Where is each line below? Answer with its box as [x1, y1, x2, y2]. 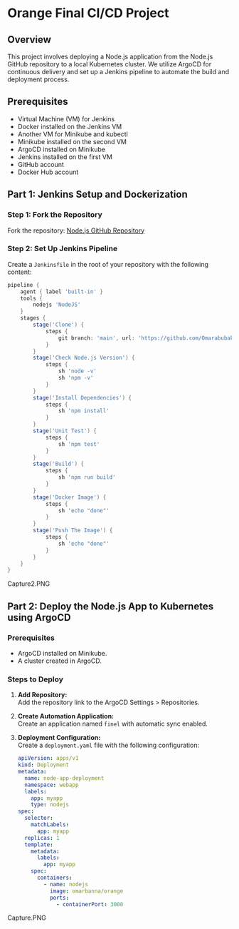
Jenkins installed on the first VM [17, 152, 112, 161]
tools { [20, 295, 43, 302]
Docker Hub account [17, 168, 79, 176]
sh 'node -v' [58, 367, 97, 375]
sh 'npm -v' [58, 375, 94, 382]
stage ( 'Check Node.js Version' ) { [33, 355, 135, 362]
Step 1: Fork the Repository [7, 210, 103, 220]
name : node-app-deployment [24, 774, 105, 782]
